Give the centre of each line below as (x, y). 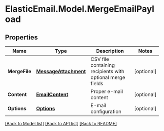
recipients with (107, 71)
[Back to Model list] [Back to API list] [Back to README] (61, 123)
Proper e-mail (107, 91)
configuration (106, 112)
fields (97, 84)
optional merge (108, 77)
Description (110, 51)
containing (103, 65)
